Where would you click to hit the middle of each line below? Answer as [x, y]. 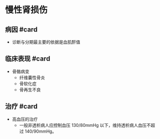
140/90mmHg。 [41, 131]
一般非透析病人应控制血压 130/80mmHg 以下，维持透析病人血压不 [85, 125]
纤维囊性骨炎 [32, 77]
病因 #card [21, 29]
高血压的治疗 [25, 119]
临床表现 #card [28, 59]
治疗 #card [21, 107]
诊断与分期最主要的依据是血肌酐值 [46, 42]
